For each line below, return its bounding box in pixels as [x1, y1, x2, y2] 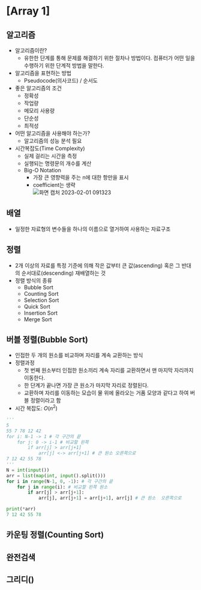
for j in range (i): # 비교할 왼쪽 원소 [17, 484, 108, 490]
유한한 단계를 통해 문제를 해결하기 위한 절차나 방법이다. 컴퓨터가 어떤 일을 [23, 54, 196, 61]
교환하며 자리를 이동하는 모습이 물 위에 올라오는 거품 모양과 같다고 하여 [23, 389, 189, 397]
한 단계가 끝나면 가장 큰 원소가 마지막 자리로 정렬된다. [23, 381, 149, 389]
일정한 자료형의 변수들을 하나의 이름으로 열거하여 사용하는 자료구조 [14, 225, 171, 233]
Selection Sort [23, 297, 59, 304]
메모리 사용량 [23, 107, 55, 114]
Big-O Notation [23, 167, 61, 174]
